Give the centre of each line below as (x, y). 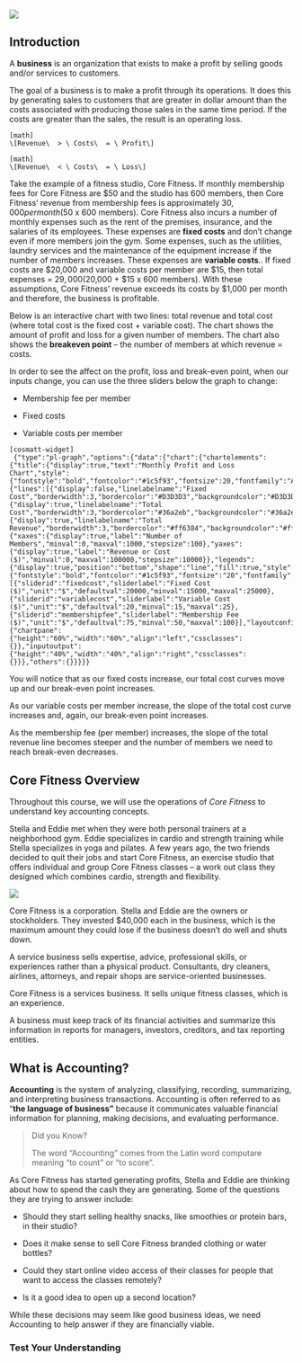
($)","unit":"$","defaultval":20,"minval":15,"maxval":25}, (124, 607)
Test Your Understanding (65, 1348)
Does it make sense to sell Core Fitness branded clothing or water (144, 1243)
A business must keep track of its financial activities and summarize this (142, 1020)
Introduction (45, 42)
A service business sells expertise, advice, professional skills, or (128, 957)
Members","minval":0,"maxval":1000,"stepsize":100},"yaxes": (126, 544)
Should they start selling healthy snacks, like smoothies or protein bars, (155, 1216)
